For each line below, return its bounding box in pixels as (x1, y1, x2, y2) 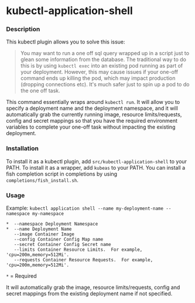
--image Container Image (13, 231, 75, 237)
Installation (6, 144, 39, 153)
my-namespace (32, 211, 64, 217)
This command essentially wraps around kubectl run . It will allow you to (6, 99, 180, 106)
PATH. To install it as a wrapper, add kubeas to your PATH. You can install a (6, 164, 186, 171)
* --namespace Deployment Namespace (6, 221, 98, 227)
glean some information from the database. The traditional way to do (20, 56, 186, 63)
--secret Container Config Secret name (13, 242, 111, 248)
